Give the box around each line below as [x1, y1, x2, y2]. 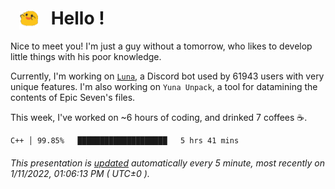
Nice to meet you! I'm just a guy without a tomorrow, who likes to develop [10, 40, 313, 52]
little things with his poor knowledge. [10, 51, 162, 63]
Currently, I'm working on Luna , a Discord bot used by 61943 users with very [10, 70, 325, 82]
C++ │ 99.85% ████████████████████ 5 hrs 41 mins [10, 136, 240, 146]
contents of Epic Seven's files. [10, 92, 136, 104]
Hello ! [50, 7, 105, 30]
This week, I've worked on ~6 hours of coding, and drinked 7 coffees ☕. [10, 112, 308, 124]
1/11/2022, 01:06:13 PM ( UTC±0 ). [10, 167, 150, 179]
